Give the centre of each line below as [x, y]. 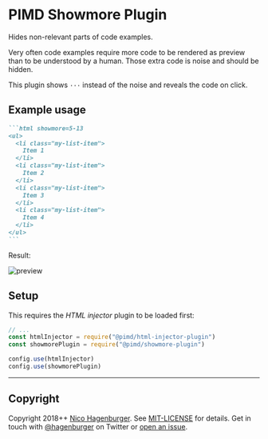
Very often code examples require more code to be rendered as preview [127, 52]
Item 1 [33, 151]
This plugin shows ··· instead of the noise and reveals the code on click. [128, 85]
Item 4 [33, 218]
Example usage [47, 110]
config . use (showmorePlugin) [55, 367]
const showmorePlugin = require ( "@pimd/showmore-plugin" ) [106, 345]
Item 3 [33, 195]
